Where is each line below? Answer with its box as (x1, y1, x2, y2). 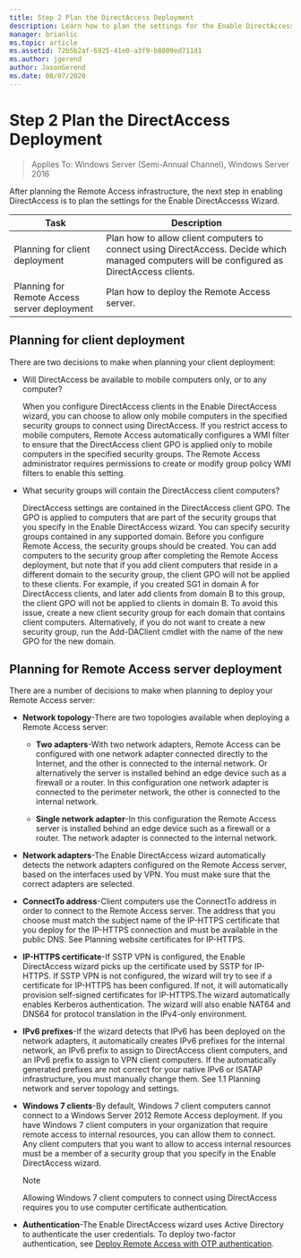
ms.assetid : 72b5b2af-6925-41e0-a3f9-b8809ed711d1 (9, 47, 202, 56)
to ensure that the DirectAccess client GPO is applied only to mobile (21, 438, 273, 449)
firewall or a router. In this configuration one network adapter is (35, 777, 269, 788)
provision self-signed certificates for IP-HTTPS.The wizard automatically (21, 990, 290, 1001)
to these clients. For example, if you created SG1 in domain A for (21, 578, 260, 589)
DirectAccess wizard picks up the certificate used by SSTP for (21, 961, 253, 972)
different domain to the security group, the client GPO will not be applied (21, 568, 290, 579)
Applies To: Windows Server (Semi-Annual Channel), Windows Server (30, 159, 289, 169)
